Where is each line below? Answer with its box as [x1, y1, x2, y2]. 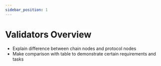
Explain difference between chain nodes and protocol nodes [12, 45, 137, 51]
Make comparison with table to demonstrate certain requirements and [12, 50, 156, 56]
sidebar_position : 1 [5, 7, 48, 12]
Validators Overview [5, 28, 92, 40]
